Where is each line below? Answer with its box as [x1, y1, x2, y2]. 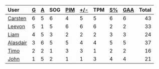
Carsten [8, 15, 27, 21]
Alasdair [8, 39, 28, 46]
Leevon [8, 23, 26, 29]
